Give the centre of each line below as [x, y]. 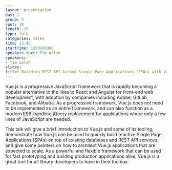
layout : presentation [28, 10]
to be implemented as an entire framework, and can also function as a [79, 108]
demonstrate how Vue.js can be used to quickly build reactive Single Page [84, 134]
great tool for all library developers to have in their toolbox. [67, 162]
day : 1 [12, 15]
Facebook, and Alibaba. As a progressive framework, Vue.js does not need [84, 103]
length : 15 [17, 29]
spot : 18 [15, 24]
